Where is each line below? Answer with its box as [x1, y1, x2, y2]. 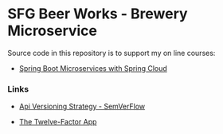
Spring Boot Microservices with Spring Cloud [18, 63, 168, 73]
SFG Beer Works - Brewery [7, 5, 188, 23]
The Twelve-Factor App [18, 117, 97, 127]
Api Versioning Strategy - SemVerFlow [18, 101, 145, 112]
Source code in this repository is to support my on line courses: [7, 48, 216, 57]
